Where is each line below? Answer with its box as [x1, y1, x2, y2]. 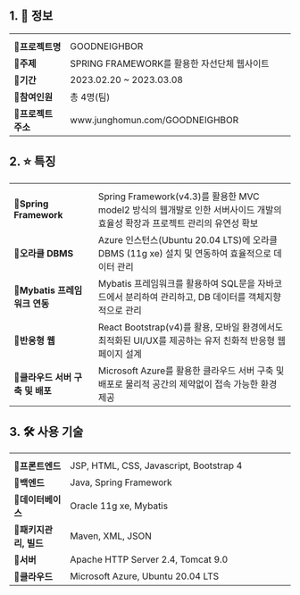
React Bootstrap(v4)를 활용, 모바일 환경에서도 [97, 321, 284, 333]
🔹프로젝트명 [13, 40, 62, 53]
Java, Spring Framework [70, 476, 172, 489]
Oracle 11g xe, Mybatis [70, 499, 168, 512]
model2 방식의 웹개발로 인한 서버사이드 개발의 [97, 204, 282, 216]
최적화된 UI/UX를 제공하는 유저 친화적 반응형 [97, 334, 275, 347]
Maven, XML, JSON [70, 530, 152, 542]
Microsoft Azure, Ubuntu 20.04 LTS [70, 570, 220, 582]
